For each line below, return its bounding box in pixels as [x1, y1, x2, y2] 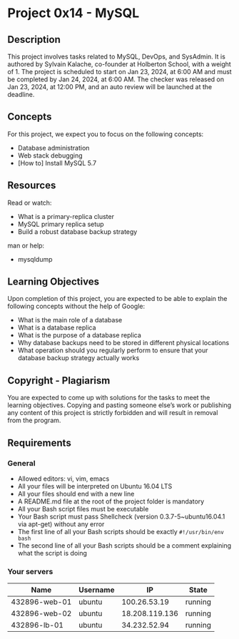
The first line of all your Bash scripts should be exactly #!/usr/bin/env [17, 527, 225, 536]
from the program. [7, 416, 61, 425]
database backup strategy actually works [17, 354, 140, 362]
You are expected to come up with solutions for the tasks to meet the [7, 394, 210, 402]
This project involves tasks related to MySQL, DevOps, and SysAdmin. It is [7, 52, 226, 61]
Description [7, 34, 61, 46]
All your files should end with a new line [17, 489, 135, 498]
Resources [7, 180, 56, 192]
